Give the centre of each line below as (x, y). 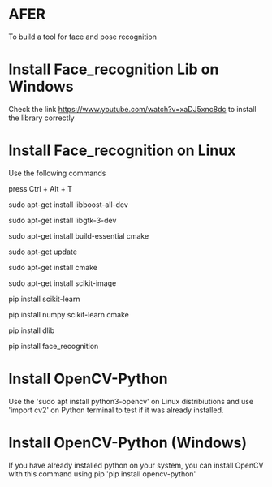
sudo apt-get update (43, 252)
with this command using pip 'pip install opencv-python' (102, 474)
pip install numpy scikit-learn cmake (69, 314)
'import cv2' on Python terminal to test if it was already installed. (116, 410)
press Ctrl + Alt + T (41, 188)
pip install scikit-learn (44, 299)
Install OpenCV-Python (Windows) (128, 442)
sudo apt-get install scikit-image (63, 283)
